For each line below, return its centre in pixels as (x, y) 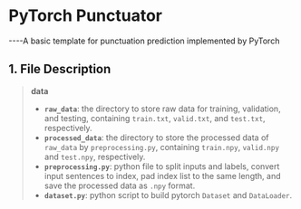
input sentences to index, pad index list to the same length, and (163, 176)
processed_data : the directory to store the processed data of (156, 138)
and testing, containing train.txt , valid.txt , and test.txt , (155, 118)
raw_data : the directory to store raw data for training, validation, (163, 109)
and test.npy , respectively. (95, 157)
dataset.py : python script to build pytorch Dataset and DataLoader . (168, 195)
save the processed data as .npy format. (120, 185)
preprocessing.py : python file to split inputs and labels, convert (162, 166)
